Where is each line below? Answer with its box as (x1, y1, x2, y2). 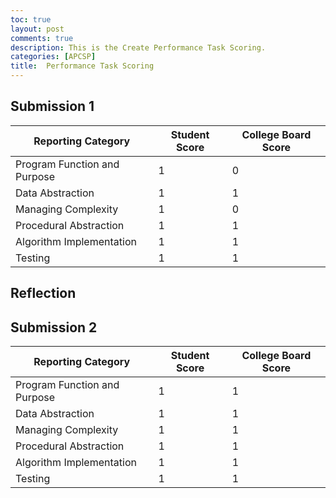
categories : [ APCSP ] (10, 52, 97, 62)
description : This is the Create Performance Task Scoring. (10, 42, 267, 53)
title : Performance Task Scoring (10, 61, 155, 71)
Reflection (10, 285, 77, 302)
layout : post (10, 24, 65, 34)
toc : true (10, 14, 52, 25)
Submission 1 (10, 98, 95, 115)
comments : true (10, 33, 74, 43)
